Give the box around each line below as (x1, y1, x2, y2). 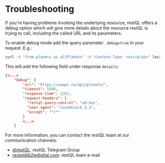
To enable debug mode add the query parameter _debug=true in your (5, 39, 144, 45)
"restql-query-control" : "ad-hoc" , (27, 100, 100, 105)
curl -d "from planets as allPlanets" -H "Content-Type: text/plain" (5, 54, 151, 60)
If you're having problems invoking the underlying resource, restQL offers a (5, 20, 158, 26)
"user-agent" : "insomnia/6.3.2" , (27, 105, 96, 110)
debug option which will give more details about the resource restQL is (5, 25, 148, 31)
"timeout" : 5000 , (23, 87, 58, 92)
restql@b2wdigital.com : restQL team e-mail (12, 152, 101, 158)
